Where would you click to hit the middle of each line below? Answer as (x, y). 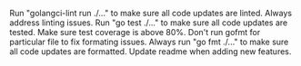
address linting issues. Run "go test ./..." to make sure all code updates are (149, 23)
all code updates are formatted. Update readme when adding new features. (150, 52)
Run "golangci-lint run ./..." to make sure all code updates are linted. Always (151, 13)
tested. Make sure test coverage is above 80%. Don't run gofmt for (135, 32)
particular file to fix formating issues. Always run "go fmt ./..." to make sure (149, 42)
